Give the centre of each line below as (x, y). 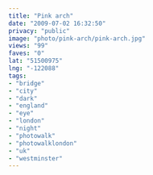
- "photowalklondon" (43, 143)
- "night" (25, 128)
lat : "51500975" (35, 61)
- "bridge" (27, 83)
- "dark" (23, 98)
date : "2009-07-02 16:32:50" (57, 23)
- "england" (28, 106)
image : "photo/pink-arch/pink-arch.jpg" (77, 38)
